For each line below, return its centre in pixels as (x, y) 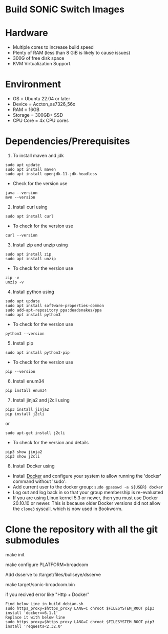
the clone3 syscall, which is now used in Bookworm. (68, 509)
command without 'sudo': (40, 481)
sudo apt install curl (29, 216)
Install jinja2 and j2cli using (41, 400)
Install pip (23, 343)
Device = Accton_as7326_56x (44, 104)
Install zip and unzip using (40, 245)
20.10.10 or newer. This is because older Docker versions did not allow (87, 503)
